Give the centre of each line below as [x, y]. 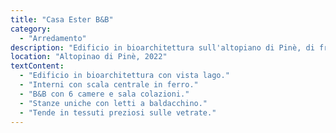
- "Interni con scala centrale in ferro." [109, 85]
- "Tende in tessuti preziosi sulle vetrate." [118, 112]
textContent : [37, 66]
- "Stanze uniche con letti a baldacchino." [113, 103]
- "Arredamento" [53, 38]
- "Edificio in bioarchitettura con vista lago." [124, 76]
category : [31, 29]
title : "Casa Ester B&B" [62, 19]
